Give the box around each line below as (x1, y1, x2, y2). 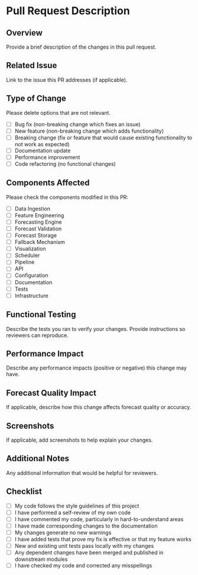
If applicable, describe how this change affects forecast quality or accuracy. (6, 404, 191, 411)
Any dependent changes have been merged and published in (14, 549, 164, 556)
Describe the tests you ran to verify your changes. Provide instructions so (6, 325, 186, 332)
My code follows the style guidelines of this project (14, 502, 139, 509)
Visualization (14, 245, 46, 252)
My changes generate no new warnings (14, 529, 112, 536)
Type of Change (6, 94, 66, 104)
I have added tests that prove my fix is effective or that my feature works (14, 535, 192, 542)
